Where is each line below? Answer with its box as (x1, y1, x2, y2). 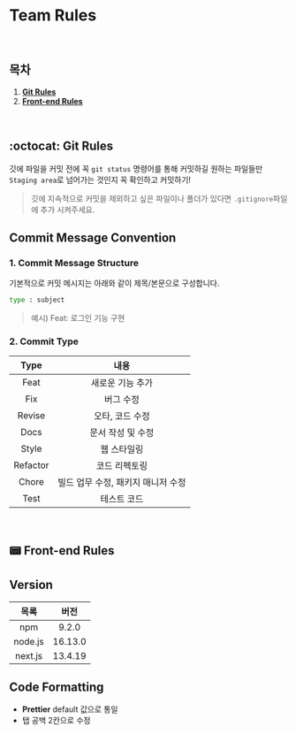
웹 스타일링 (100, 443, 144, 455)
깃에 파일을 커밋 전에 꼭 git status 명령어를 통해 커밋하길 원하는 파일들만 (9, 163, 263, 173)
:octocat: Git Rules (9, 139, 113, 154)
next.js (14, 649, 43, 661)
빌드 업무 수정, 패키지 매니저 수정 (57, 477, 186, 489)
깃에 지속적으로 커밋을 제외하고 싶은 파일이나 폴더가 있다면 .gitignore (30, 193, 274, 203)
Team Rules (9, 5, 97, 26)
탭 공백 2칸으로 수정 (21, 715, 91, 726)
